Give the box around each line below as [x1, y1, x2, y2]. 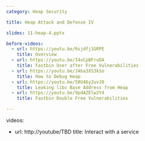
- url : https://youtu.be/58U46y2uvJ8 [11, 79, 105, 85]
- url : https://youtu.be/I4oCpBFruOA [11, 57, 105, 63]
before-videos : [6, 41, 44, 47]
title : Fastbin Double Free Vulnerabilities [17, 96, 128, 101]
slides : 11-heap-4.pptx [6, 30, 65, 36]
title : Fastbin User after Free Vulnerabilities [17, 63, 139, 68]
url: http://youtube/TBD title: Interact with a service [14, 128, 139, 135]
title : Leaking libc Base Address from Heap [17, 84, 128, 90]
